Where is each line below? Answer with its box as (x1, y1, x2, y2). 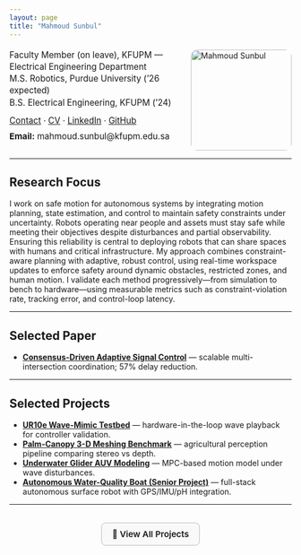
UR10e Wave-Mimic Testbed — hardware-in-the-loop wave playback (21, 419, 280, 430)
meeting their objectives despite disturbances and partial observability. (9, 227, 271, 238)
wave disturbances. (21, 467, 96, 478)
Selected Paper (9, 328, 97, 343)
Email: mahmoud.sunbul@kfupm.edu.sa (9, 131, 170, 143)
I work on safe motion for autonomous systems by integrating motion (9, 198, 264, 209)
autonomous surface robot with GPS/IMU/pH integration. (21, 486, 232, 497)
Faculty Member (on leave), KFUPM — (9, 48, 163, 61)
